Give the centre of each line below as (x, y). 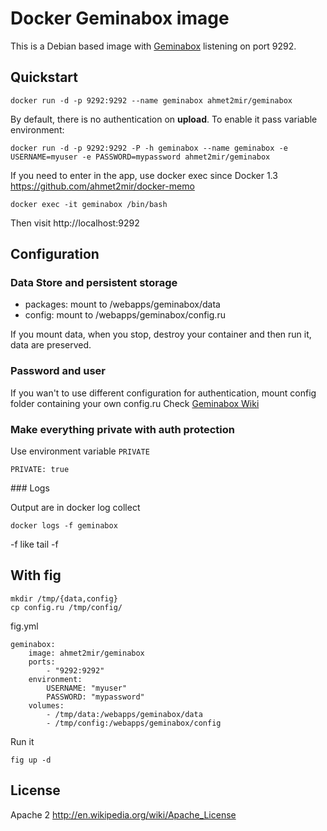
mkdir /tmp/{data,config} (64, 598)
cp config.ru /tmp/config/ (66, 607)
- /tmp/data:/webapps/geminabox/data (124, 714)
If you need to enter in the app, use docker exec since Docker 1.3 (144, 175)
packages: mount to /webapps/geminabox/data (122, 304)
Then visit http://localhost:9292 (75, 223)
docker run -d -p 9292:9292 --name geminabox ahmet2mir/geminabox (151, 100)
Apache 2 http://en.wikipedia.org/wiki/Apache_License (123, 814)
